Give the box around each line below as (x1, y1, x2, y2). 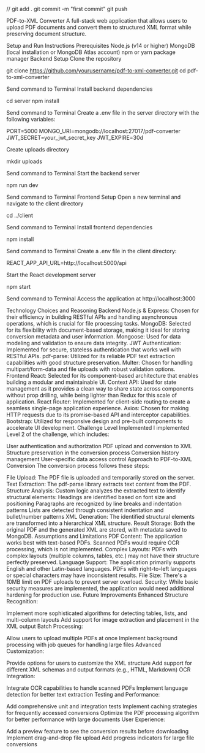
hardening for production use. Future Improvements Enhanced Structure (6, 591, 188, 598)
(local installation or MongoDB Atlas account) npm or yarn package (6, 48, 176, 56)
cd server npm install (6, 97, 59, 104)
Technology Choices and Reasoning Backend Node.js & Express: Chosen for (6, 307, 199, 314)
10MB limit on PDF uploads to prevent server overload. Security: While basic (6, 578, 199, 585)
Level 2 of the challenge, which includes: (6, 430, 110, 438)
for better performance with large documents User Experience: (6, 716, 165, 723)
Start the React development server (6, 271, 96, 278)
